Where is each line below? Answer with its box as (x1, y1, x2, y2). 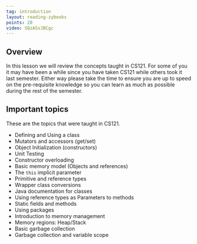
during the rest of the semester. (6, 88, 83, 95)
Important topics (6, 104, 69, 115)
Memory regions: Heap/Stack (14, 219, 86, 226)
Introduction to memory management (14, 212, 105, 219)
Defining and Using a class (14, 131, 80, 138)
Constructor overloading (14, 156, 75, 163)
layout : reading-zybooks (6, 14, 67, 20)
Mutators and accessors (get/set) (14, 138, 96, 145)
